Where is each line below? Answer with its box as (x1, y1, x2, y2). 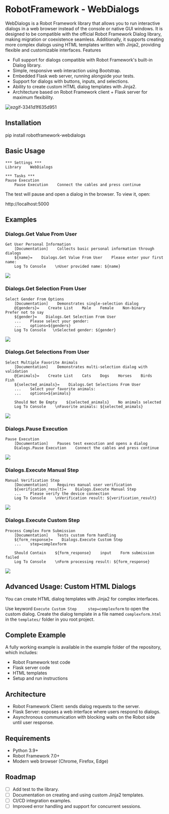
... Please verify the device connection (14, 491, 109, 496)
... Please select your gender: (14, 319, 89, 324)
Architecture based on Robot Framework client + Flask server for (12, 89, 148, 95)
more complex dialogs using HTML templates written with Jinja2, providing (5, 41, 161, 47)
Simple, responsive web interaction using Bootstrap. (12, 67, 121, 74)
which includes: (5, 650, 38, 656)
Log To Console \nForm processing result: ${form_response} (14, 559, 150, 564)
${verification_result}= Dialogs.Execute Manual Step (14, 487, 137, 492)
